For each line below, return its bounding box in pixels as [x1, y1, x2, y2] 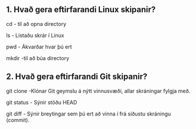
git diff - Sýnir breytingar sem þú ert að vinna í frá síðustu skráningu [6, 110, 171, 117]
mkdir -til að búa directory [6, 54, 70, 61]
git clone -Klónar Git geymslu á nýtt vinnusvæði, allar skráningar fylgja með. [6, 87, 191, 94]
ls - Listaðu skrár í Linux [6, 32, 64, 39]
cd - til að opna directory [6, 20, 67, 27]
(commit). [6, 116, 30, 123]
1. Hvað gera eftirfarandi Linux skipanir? [6, 5, 156, 15]
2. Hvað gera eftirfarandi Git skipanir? [6, 72, 148, 82]
